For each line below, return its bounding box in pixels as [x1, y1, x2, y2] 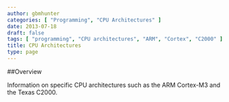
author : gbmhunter [7, 10, 60, 17]
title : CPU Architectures [7, 42, 81, 49]
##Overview [7, 67, 43, 76]
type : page [7, 49, 39, 56]
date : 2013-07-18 [7, 23, 57, 30]
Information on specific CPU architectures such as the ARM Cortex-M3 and [7, 81, 221, 89]
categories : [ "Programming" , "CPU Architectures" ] [7, 17, 162, 23]
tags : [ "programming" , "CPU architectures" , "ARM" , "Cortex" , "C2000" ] [7, 36, 223, 43]
